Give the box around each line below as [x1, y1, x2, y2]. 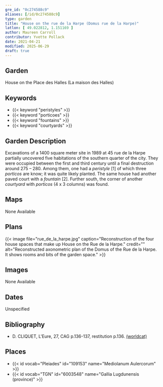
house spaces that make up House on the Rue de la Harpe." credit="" [5, 241, 145, 247]
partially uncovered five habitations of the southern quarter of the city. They [5, 155, 158, 161]
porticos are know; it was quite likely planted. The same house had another [5, 171, 157, 177]
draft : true [5, 48, 29, 53]
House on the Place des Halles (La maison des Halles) [5, 80, 114, 86]
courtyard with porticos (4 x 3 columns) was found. [5, 181, 109, 187]
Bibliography [5, 320, 45, 328]
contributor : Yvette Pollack [5, 35, 65, 40]
